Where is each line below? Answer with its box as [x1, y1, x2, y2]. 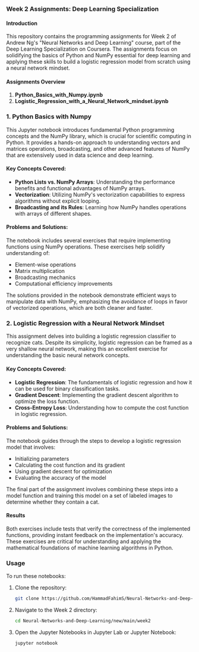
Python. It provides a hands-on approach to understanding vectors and [6, 139, 181, 146]
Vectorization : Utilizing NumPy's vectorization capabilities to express [14, 191, 185, 198]
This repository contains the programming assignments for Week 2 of [6, 33, 176, 40]
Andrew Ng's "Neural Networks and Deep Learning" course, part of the [6, 39, 181, 46]
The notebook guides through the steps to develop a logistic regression [6, 437, 181, 444]
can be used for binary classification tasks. [14, 385, 121, 392]
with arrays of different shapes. [14, 210, 92, 217]
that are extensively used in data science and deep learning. [6, 151, 154, 159]
